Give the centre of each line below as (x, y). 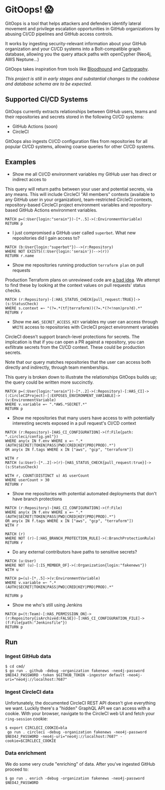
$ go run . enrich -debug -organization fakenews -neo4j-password (75, 778)
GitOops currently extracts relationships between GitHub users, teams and (81, 111)
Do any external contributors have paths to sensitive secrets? (75, 552)
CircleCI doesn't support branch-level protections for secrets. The (72, 336)
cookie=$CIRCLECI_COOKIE (31, 741)
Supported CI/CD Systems (46, 99)
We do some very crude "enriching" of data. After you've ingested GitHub (80, 764)
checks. (13, 290)
